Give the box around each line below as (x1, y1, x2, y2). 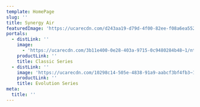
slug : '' (6, 14, 28, 20)
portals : (6, 31, 28, 37)
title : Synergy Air (6, 20, 55, 26)
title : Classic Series (17, 58, 73, 64)
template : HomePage (6, 8, 55, 15)
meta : (6, 86, 20, 92)
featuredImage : (6, 25, 44, 32)
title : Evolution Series (17, 81, 79, 87)
